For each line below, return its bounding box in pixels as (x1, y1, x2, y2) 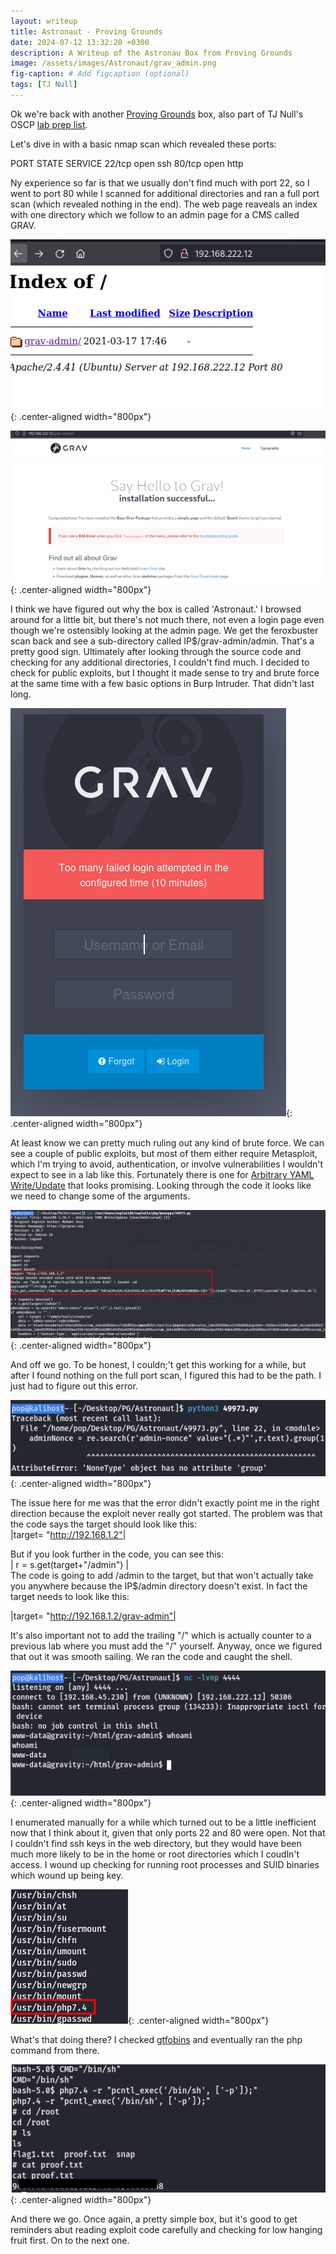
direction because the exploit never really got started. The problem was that (10, 1507, 323, 1519)
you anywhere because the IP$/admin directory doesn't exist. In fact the (10, 1580, 308, 1592)
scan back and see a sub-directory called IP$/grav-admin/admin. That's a (10, 635, 315, 647)
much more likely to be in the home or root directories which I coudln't (10, 1848, 300, 1860)
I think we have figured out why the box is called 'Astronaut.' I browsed (10, 603, 302, 615)
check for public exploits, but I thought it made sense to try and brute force (10, 667, 320, 679)
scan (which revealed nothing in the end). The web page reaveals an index (10, 198, 318, 210)
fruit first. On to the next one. (10, 2235, 130, 2247)
